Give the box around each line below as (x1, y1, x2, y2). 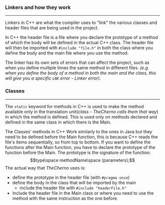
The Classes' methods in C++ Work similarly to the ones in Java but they (5, 128, 152, 134)
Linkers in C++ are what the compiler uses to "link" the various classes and (5, 20, 157, 26)
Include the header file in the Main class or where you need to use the (12, 190, 154, 196)
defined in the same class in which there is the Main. (5, 119, 111, 125)
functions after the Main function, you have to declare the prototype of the (5, 144, 156, 150)
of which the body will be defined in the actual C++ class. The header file (5, 40, 154, 46)
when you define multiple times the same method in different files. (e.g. (5, 65, 149, 71)
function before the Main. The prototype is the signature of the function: (5, 149, 151, 155)
